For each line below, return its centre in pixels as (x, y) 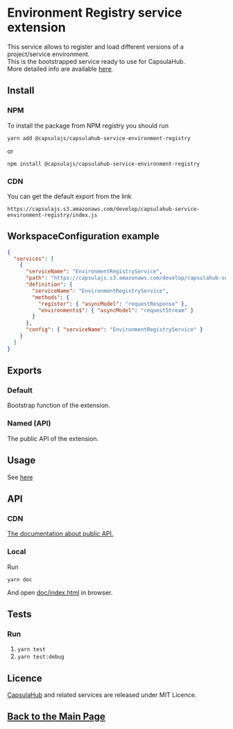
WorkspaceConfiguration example (83, 236)
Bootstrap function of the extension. (59, 405)
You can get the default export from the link (69, 196)
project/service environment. (49, 54)
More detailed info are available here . (60, 69)
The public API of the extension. (53, 438)
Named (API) (29, 423)
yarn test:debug (41, 657)
